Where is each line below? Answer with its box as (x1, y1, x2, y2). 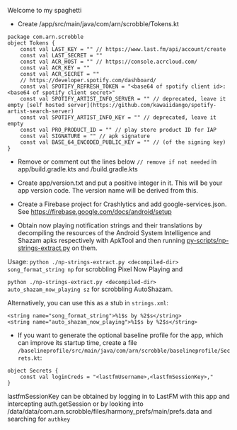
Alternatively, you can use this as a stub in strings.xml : (7, 299, 168, 307)
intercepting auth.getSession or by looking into (7, 400, 144, 408)
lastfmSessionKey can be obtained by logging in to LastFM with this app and (7, 392, 230, 400)
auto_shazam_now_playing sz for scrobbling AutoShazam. (7, 285, 173, 293)
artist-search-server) (7, 108, 74, 115)
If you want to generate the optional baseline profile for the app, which (17, 331, 224, 339)
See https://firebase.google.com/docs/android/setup (17, 208, 172, 215)
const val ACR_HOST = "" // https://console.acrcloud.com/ (20, 58, 198, 65)
